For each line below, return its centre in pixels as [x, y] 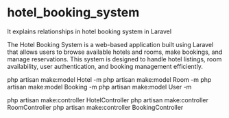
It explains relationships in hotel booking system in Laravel [89, 31]
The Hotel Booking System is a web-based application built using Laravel [110, 44]
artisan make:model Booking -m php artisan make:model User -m [99, 87]
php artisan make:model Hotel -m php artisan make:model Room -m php [109, 79]
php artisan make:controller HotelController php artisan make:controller [108, 100]
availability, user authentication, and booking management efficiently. [105, 66]
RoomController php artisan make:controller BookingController [95, 107]
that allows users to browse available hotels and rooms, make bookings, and [115, 52]
